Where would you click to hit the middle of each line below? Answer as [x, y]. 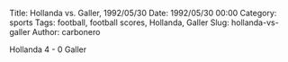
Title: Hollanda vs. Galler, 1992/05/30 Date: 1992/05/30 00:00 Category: [143, 13]
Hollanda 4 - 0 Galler [48, 49]
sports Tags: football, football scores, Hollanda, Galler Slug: [119, 22]
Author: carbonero [66, 32]
